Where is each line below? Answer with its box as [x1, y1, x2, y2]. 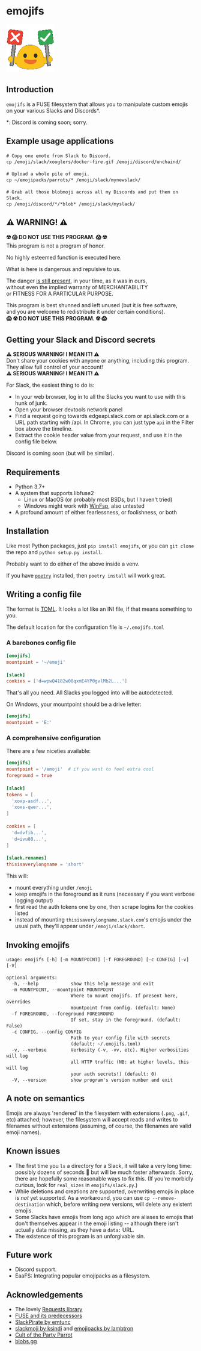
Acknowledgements [6, 1290, 83, 1300]
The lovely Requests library [14, 1306, 83, 1313]
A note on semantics [6, 1093, 85, 1103]
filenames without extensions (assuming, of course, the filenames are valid [6, 1122, 191, 1129]
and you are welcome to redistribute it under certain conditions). [6, 308, 166, 316]
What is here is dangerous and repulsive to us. [6, 266, 121, 273]
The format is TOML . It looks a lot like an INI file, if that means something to [6, 605, 193, 613]
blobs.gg [14, 1338, 37, 1345]
